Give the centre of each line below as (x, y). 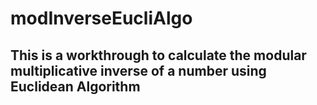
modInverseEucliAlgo (101, 18)
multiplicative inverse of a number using (138, 70)
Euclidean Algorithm (75, 86)
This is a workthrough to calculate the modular (158, 55)
